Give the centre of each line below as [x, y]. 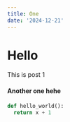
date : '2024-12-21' [36, 20]
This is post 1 [26, 75]
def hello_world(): [36, 106]
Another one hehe [34, 91]
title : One [23, 14]
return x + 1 [33, 112]
